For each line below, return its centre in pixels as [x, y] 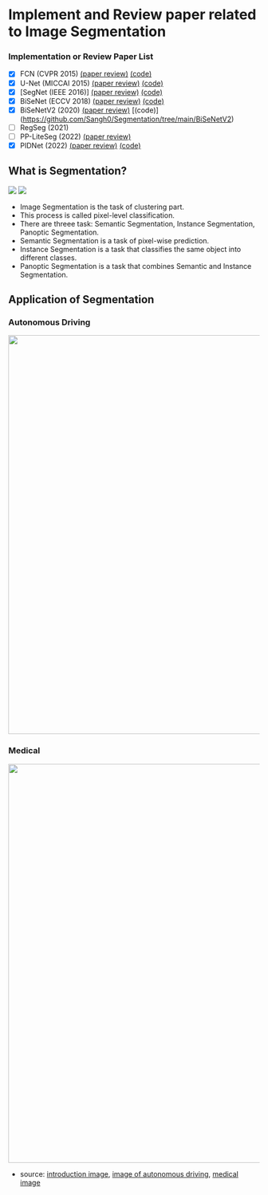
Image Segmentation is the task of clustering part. [102, 207]
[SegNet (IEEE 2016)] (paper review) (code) [91, 92]
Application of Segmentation [81, 300]
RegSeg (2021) [44, 127]
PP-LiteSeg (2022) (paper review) [75, 136]
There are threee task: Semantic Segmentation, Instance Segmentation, [137, 223]
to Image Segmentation [87, 32]
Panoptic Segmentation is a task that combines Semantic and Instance [136, 266]
